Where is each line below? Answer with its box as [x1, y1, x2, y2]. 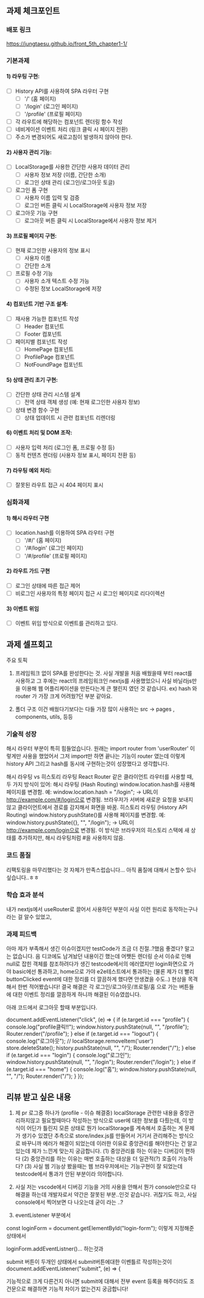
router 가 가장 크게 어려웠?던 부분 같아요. [15, 692, 113, 700]
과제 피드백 [6, 930, 37, 938]
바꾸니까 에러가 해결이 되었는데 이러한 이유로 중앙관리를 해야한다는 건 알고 [21, 1140, 198, 1147]
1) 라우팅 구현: [6, 73, 40, 80]
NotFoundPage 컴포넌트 [24, 361, 83, 369]
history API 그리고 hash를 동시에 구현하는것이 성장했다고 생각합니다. [6, 760, 169, 768]
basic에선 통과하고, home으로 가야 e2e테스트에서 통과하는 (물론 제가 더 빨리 [12, 968, 195, 975]
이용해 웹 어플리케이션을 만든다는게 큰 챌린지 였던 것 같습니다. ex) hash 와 [21, 685, 198, 692]
